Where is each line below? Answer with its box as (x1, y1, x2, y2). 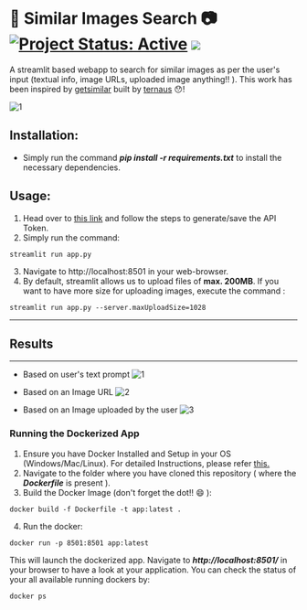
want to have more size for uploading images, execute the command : (22, 285, 286, 296)
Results (9, 336, 54, 351)
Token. (22, 222, 48, 233)
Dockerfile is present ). (22, 477, 111, 488)
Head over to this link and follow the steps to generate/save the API (22, 212, 277, 223)
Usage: (9, 188, 52, 204)
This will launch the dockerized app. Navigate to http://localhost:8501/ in (9, 554, 288, 565)
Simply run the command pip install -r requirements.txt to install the (22, 152, 282, 163)
